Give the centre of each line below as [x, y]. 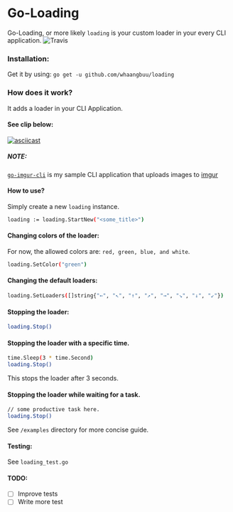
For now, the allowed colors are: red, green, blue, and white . [99, 251]
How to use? [26, 191]
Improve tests [38, 494]
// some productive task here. [54, 410]
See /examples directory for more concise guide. [78, 430]
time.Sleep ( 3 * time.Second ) [50, 358]
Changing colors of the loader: [53, 235]
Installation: [28, 58]
